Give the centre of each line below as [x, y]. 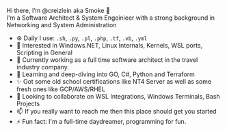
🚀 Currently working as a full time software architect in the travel [107, 60]
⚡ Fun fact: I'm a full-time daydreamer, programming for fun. [101, 121]
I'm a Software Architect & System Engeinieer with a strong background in [111, 18]
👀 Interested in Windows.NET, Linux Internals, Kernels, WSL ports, [109, 45]
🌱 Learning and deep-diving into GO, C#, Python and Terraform [106, 74]
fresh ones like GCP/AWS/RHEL [61, 89]
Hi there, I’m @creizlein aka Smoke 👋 [58, 11]
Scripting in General [44, 52]
